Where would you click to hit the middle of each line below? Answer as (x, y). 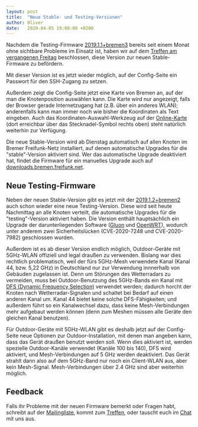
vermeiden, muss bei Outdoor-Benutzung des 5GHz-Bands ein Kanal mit (95, 281)
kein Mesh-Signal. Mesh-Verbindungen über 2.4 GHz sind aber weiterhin (95, 367)
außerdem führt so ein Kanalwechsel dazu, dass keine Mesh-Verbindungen (98, 305)
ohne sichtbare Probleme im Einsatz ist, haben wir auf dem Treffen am (92, 51)
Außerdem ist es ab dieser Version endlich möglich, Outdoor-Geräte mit (93, 249)
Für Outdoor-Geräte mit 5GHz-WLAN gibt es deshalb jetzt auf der (86, 330)
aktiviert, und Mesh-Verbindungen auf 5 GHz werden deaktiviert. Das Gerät (98, 354)
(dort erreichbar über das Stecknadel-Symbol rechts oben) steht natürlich (96, 124)
